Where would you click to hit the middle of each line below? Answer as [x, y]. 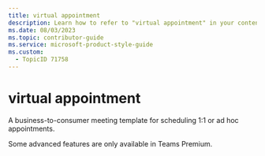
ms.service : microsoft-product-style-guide [81, 45]
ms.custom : [26, 52]
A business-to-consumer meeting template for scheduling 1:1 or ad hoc [123, 120]
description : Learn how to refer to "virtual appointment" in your [121, 23]
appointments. [32, 128]
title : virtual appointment [54, 15]
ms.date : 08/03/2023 [42, 30]
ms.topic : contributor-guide [56, 37]
